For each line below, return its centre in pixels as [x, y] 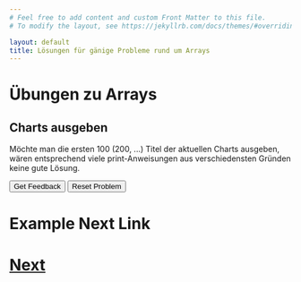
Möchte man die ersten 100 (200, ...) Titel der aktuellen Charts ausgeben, [145, 150]
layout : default [39, 42]
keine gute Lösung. [45, 168]
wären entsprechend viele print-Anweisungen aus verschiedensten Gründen [150, 158]
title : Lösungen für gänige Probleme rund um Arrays [110, 50]
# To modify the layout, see [64, 26]
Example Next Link [80, 224]
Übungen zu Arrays [83, 94]
